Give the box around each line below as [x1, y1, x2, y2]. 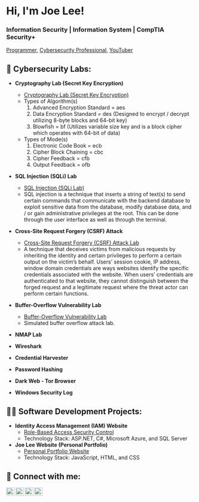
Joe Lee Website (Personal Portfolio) [14, 441, 108, 449]
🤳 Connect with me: [6, 471, 81, 482]
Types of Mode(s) [23, 136, 68, 143]
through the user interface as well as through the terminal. [23, 216, 167, 224]
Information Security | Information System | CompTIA [6, 26, 164, 34]
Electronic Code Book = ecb [32, 142, 102, 149]
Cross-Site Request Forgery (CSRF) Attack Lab [23, 239, 139, 246]
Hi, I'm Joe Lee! [6, 4, 85, 18]
